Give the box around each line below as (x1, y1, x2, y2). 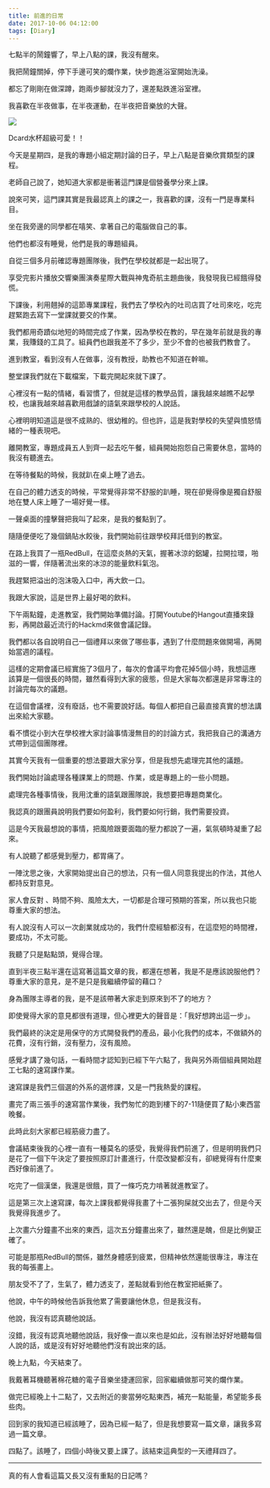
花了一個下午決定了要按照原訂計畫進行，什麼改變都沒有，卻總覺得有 (14, 1153, 241, 1163)
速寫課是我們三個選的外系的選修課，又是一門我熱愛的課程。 (8, 1083, 206, 1092)
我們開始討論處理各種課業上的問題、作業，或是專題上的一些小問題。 (8, 773, 234, 783)
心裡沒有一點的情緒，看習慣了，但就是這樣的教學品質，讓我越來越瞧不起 (8, 388, 247, 398)
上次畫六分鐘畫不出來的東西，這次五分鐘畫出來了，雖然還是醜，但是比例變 (8, 1225, 255, 1235)
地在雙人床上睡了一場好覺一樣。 (8, 497, 114, 507)
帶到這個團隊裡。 (14, 738, 72, 748)
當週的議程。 (14, 647, 58, 656)
